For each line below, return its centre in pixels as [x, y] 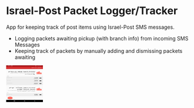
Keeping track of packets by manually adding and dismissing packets [98, 50]
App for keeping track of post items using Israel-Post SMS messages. [90, 27]
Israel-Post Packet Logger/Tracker [92, 11]
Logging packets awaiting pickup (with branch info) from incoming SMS [101, 38]
